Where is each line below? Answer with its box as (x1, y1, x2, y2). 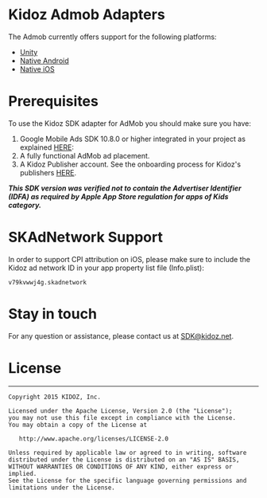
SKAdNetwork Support (8, 229, 163, 246)
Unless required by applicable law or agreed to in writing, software (8, 449, 247, 457)
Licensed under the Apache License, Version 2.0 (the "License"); (8, 406, 233, 415)
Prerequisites (8, 92, 99, 111)
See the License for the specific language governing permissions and (8, 476, 247, 484)
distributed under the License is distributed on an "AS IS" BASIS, (8, 456, 240, 464)
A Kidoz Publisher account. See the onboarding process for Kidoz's (19, 159, 241, 169)
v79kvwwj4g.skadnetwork (8, 278, 87, 286)
